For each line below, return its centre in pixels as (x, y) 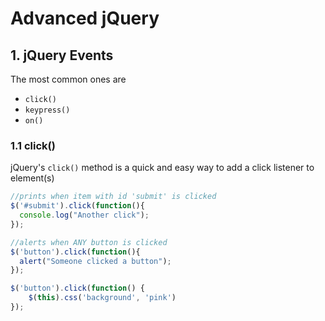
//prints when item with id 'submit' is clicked (113, 197)
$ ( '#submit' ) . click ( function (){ (77, 206)
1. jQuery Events (62, 55)
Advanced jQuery (85, 18)
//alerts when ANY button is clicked (89, 242)
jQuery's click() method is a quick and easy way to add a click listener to (162, 168)
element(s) (32, 178)
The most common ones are (68, 79)
